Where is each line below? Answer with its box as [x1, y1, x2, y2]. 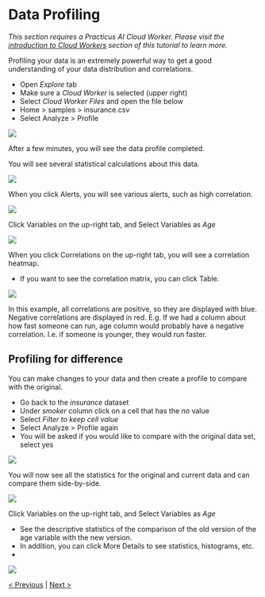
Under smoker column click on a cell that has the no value [19, 405, 210, 415]
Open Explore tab [19, 79, 78, 89]
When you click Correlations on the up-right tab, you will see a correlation [8, 250, 250, 259]
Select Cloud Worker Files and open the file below [19, 96, 184, 106]
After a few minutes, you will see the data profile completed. [8, 143, 205, 153]
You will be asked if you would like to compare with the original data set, [19, 431, 256, 440]
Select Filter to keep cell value [19, 414, 119, 424]
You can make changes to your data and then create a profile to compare [8, 374, 248, 383]
